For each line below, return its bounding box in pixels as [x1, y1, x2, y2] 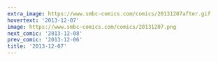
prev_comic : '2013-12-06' [7, 36, 82, 43]
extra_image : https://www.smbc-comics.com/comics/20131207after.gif [7, 10, 211, 18]
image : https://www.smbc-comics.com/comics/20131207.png [7, 23, 177, 30]
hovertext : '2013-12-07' [7, 17, 80, 24]
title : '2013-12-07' [7, 43, 68, 50]
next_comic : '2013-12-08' [7, 29, 82, 37]
